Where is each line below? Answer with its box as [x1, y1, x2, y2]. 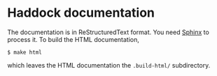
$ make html [7, 49, 42, 56]
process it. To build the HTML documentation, [7, 35, 140, 43]
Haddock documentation [7, 5, 155, 21]
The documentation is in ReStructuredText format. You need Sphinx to [7, 28, 210, 36]
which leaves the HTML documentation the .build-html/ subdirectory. [7, 61, 211, 69]
